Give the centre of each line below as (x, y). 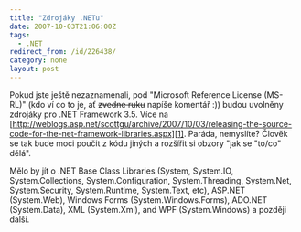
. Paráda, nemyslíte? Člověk (236, 133)
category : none (38, 60)
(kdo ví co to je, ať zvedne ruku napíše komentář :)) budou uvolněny (156, 104)
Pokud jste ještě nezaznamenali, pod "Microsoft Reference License (136, 95)
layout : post (34, 69)
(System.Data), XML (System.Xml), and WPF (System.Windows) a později (148, 209)
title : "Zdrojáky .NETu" (57, 18)
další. (20, 219)
